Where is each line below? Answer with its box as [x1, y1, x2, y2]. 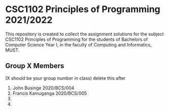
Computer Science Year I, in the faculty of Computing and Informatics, [5, 41, 152, 47]
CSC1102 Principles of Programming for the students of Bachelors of [5, 36, 148, 42]
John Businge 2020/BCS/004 [12, 85, 74, 91]
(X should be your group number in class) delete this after [5, 75, 126, 81]
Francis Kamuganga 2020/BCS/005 [12, 90, 87, 96]
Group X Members [5, 62, 64, 70]
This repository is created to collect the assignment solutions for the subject [5, 31, 164, 37]
